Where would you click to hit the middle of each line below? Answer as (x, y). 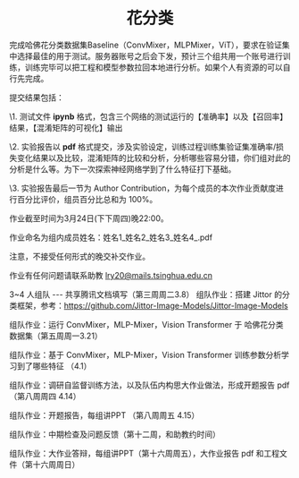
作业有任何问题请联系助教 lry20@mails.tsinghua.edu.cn (111, 275)
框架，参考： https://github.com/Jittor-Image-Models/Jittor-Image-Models (152, 305)
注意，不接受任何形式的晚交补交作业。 (79, 256)
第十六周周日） (52, 464)
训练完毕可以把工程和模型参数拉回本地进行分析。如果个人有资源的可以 (154, 67)
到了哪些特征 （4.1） (54, 366)
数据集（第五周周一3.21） (56, 336)
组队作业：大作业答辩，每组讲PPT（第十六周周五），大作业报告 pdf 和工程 (145, 453)
